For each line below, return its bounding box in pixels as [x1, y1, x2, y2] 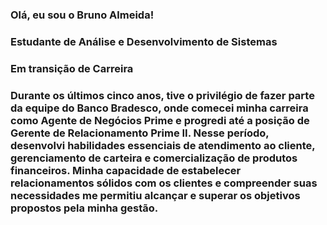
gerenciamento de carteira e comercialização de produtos [10, 151, 298, 165]
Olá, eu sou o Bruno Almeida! [10, 8, 155, 22]
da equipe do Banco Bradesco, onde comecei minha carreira [10, 101, 309, 115]
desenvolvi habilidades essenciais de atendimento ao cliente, [10, 138, 316, 152]
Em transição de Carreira [10, 61, 134, 75]
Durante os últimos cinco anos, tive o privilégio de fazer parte [10, 88, 315, 102]
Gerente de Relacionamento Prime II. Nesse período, [10, 126, 270, 140]
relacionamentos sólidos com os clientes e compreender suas [10, 176, 318, 190]
